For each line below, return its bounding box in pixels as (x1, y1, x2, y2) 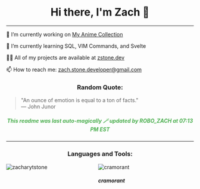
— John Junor (20, 103, 56, 110)
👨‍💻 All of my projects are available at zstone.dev (6, 54, 125, 61)
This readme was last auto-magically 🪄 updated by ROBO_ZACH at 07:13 (7, 117, 193, 124)
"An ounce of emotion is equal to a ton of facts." (20, 97, 139, 104)
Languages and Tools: (67, 150, 133, 158)
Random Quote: (77, 83, 123, 92)
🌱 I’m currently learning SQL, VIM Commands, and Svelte (6, 42, 146, 50)
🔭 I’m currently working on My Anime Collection (6, 31, 123, 38)
